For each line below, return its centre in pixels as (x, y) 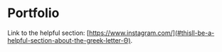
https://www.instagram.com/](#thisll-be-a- (152, 33)
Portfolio (33, 13)
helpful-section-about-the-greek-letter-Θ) (69, 40)
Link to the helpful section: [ (48, 33)
